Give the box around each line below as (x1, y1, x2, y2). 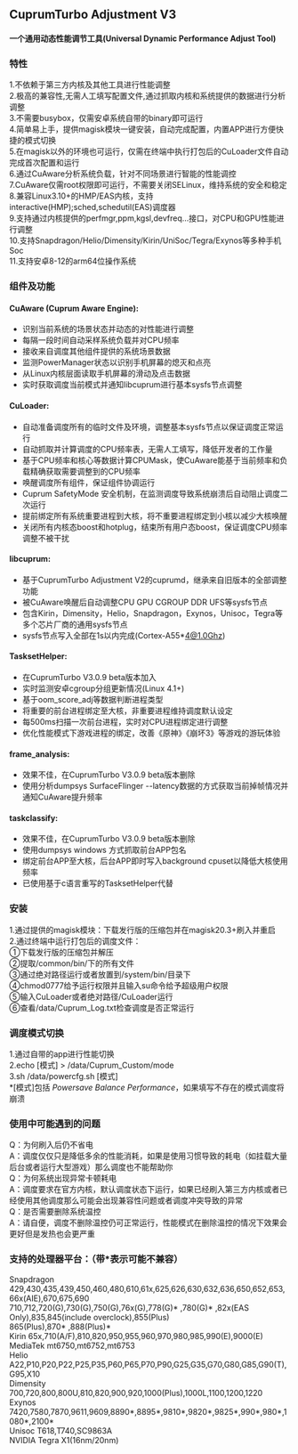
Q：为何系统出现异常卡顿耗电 (9, 1173, 117, 1183)
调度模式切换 (9, 1027, 65, 1039)
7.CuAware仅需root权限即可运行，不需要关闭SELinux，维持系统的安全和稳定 (9, 180, 287, 191)
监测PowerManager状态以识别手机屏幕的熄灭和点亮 (21, 357, 212, 368)
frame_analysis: (9, 748, 70, 759)
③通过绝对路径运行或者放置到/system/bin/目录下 (9, 969, 191, 979)
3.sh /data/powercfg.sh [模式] (9, 1071, 118, 1082)
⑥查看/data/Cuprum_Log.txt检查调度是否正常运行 (9, 1002, 195, 1013)
